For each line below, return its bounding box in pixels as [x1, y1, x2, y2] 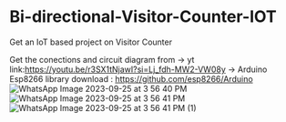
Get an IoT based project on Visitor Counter [9, 36, 173, 47]
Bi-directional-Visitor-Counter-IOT [9, 6, 277, 27]
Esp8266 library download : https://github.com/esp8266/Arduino [9, 73, 253, 84]
